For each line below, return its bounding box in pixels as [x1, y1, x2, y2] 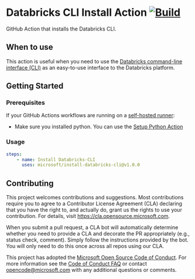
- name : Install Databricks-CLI [16, 156, 95, 162]
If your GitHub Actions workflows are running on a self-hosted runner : [6, 112, 175, 119]
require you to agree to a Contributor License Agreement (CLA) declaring [6, 200, 183, 207]
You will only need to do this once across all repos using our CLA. [6, 243, 165, 250]
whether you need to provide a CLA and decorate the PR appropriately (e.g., [6, 230, 190, 237]
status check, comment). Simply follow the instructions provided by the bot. [6, 236, 189, 243]
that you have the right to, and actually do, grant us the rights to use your [6, 206, 183, 213]
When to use [6, 42, 54, 52]
